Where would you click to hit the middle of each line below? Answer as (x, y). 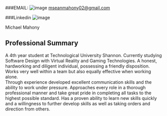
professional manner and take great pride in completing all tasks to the (78, 93)
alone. (12, 77)
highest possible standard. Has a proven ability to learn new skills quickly (81, 98)
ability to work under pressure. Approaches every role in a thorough (75, 87)
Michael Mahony (22, 27)
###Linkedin (18, 17)
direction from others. (28, 109)
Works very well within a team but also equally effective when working (78, 71)
